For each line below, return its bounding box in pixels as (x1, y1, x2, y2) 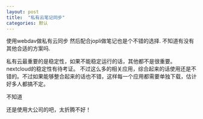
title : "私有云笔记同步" (6, 14, 65, 21)
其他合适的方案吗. (6, 45, 51, 52)
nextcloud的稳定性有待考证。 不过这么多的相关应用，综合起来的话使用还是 (6, 65, 192, 72)
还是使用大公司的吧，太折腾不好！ (6, 106, 91, 114)
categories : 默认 (6, 20, 48, 26)
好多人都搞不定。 (6, 80, 49, 88)
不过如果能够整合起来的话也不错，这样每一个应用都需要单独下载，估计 (22, 73, 197, 80)
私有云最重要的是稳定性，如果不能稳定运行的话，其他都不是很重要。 (6, 58, 176, 65)
